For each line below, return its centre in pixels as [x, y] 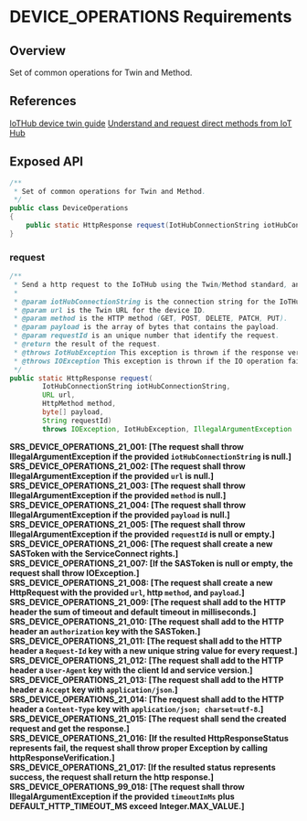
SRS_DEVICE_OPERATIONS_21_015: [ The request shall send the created [148, 719]
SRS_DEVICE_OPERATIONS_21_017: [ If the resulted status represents [143, 767]
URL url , [59, 395]
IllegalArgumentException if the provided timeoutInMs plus [122, 796]
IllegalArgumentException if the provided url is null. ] [112, 475]
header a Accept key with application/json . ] [94, 689]
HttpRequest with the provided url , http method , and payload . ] [127, 592]
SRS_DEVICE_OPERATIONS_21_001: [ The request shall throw [127, 446]
